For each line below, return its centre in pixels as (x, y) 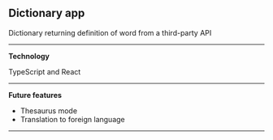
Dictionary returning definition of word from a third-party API (110, 32)
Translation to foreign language (72, 119)
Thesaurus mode (49, 110)
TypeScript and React (45, 71)
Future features (35, 95)
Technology (29, 56)
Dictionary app (47, 13)
